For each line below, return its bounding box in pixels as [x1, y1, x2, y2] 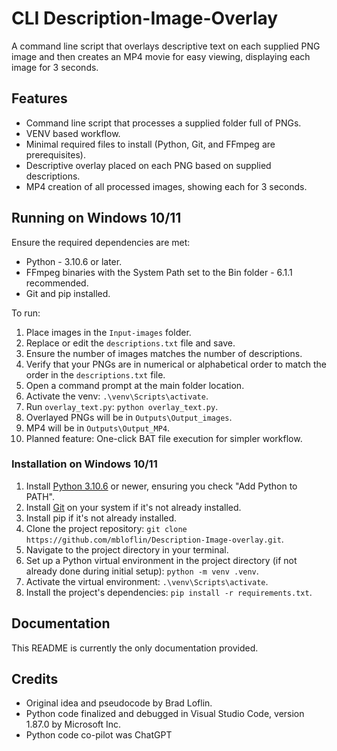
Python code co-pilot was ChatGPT [25, 729, 173, 741]
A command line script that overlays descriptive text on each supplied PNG [11, 40, 321, 52]
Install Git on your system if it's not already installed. [25, 501, 242, 513]
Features [11, 90, 68, 107]
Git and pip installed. [25, 287, 111, 299]
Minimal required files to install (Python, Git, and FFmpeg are [25, 138, 276, 150]
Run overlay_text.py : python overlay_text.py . [25, 400, 219, 412]
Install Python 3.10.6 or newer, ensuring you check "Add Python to [25, 480, 298, 492]
